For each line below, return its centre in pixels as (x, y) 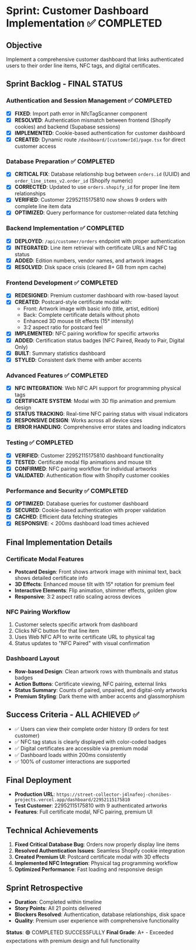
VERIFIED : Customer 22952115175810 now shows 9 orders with (91, 200)
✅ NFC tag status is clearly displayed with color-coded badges (90, 742)
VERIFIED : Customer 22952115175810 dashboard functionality (89, 455)
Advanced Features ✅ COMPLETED (57, 375)
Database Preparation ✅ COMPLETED (61, 161)
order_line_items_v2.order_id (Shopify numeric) (74, 181)
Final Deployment (39, 780)
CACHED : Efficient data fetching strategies (66, 517)
